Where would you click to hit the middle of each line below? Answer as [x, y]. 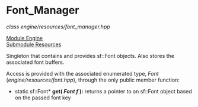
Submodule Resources [34, 44]
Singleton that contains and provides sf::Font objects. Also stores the [90, 56]
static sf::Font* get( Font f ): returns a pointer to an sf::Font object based [103, 91]
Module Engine [25, 38]
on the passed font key [43, 98]
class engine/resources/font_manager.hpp [58, 27]
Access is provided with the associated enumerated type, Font [82, 73]
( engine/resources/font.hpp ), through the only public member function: [93, 80]
